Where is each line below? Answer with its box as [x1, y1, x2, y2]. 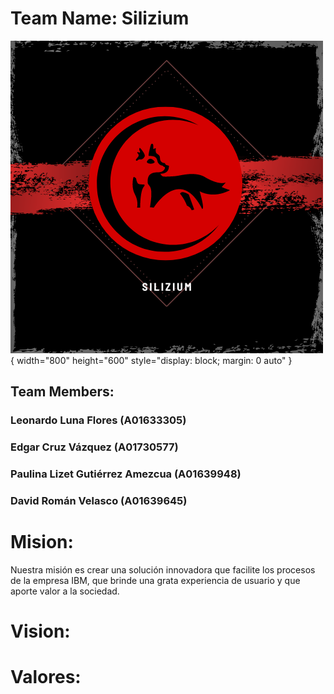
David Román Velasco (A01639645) [10, 494, 188, 508]
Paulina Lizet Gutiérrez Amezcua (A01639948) [10, 467, 242, 481]
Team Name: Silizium [10, 7, 190, 30]
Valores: [10, 666, 82, 689]
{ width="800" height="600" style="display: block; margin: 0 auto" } [10, 354, 293, 366]
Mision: [10, 531, 74, 554]
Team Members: [10, 383, 115, 401]
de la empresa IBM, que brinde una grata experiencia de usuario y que [10, 574, 301, 586]
